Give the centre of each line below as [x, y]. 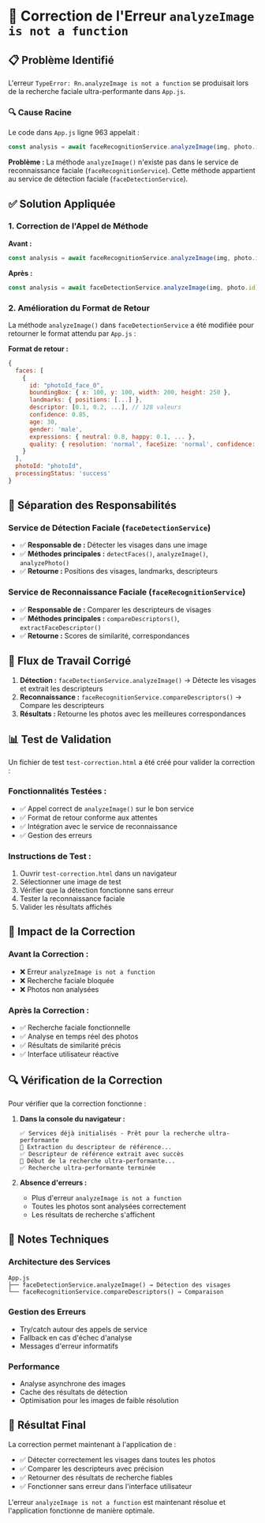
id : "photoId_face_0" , [66, 385]
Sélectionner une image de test [70, 881]
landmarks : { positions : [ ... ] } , [86, 400]
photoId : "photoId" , [49, 466]
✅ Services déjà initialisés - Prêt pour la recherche [112, 1133]
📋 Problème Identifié [61, 60]
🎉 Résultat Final [47, 1425]
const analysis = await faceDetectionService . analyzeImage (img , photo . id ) [134, 288]
